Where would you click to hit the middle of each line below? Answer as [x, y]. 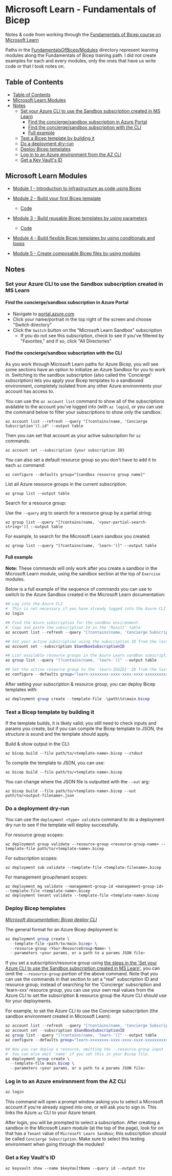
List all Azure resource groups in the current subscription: [66, 484]
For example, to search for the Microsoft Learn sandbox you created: [78, 537]
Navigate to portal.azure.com [44, 314]
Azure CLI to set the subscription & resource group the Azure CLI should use [86, 996]
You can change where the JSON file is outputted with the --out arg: [78, 782]
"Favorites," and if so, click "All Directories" [66, 341]
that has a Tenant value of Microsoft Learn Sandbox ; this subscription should [86, 1134]
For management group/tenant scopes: [47, 877]
